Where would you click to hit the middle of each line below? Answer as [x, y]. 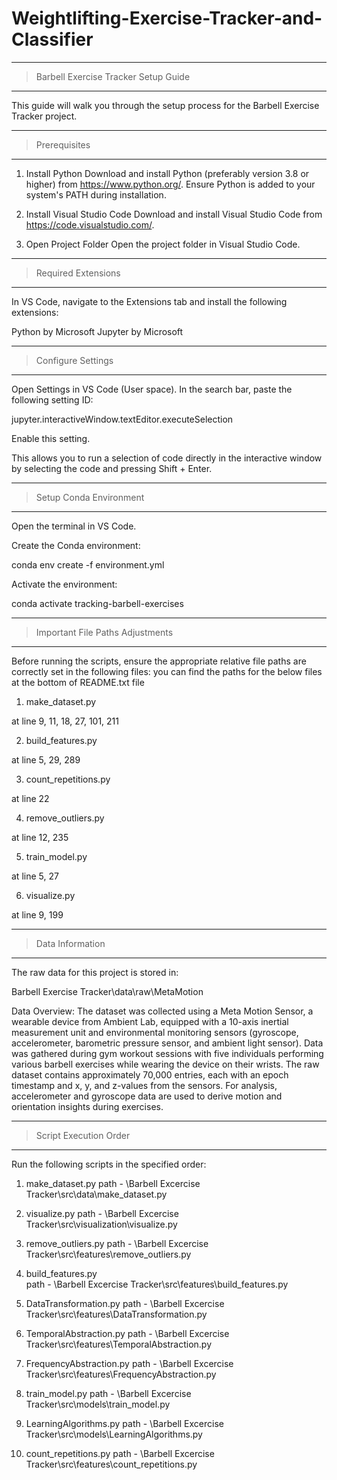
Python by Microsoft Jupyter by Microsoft [97, 331]
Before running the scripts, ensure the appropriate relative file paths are [159, 661]
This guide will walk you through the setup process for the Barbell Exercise [165, 105]
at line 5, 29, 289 [46, 759]
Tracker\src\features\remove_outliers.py [108, 1254]
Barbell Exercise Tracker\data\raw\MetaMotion [107, 991]
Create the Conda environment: [76, 545]
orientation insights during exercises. [87, 1106]
